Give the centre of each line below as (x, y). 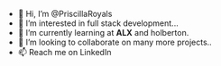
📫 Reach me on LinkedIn (64, 52)
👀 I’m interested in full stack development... (98, 23)
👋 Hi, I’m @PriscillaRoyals (65, 14)
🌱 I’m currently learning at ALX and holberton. (103, 33)
